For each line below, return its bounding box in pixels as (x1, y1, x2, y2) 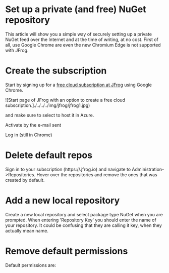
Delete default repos (5, 149, 92, 161)
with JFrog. (5, 47, 29, 53)
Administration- (132, 166, 164, 172)
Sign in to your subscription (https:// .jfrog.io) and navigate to (5, 166, 131, 172)
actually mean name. (5, 227, 49, 233)
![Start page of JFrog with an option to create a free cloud (5, 97, 125, 103)
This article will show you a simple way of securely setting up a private (5, 31, 152, 37)
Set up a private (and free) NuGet (5, 4, 146, 15)
